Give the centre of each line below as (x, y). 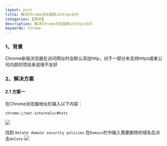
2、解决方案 (20, 79)
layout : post (19, 10)
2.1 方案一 (15, 91)
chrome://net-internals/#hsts (37, 113)
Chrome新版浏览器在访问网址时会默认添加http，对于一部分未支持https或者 (82, 58)
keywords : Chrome (23, 28)
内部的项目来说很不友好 (33, 65)
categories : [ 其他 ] (25, 19)
